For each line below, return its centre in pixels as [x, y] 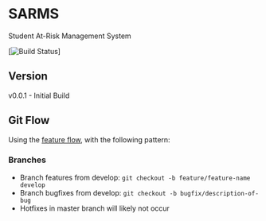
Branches [27, 160]
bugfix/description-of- [219, 193]
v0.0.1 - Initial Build [39, 95]
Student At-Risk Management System [70, 36]
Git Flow [29, 120]
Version [28, 76]
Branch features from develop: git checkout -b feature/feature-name [135, 177]
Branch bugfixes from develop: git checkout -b [98, 192]
